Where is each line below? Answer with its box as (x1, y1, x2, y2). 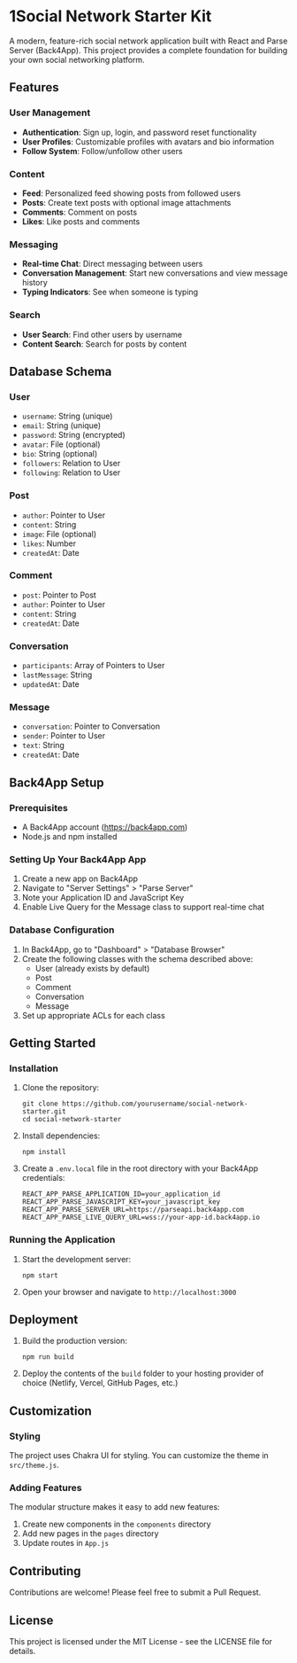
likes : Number (21, 538, 77, 549)
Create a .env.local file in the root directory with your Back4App (21, 1163, 259, 1174)
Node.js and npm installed (21, 831, 118, 842)
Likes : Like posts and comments (21, 215, 141, 227)
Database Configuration (9, 924, 115, 936)
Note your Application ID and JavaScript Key (21, 893, 185, 903)
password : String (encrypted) (21, 430, 126, 441)
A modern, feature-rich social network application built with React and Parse (9, 35, 288, 46)
